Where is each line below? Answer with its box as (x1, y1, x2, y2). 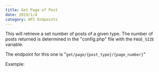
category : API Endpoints (5, 17, 58, 22)
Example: (5, 61, 25, 67)
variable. (5, 42, 24, 48)
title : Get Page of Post (5, 7, 58, 13)
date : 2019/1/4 (5, 12, 38, 17)
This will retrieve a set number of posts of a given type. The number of (5, 31, 153, 37)
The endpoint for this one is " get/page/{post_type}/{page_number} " (5, 51, 146, 57)
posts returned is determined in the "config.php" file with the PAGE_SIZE (5, 36, 154, 42)
